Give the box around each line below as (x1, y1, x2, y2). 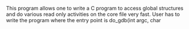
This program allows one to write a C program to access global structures (6, 5, 184, 11)
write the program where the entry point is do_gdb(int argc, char (6, 17, 161, 23)
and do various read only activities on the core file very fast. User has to (6, 11, 180, 18)
